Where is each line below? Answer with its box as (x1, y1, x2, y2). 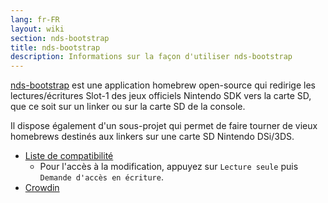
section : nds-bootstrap (10, 33, 110, 43)
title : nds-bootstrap (10, 42, 101, 53)
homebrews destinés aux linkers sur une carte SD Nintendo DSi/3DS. (10, 131, 295, 143)
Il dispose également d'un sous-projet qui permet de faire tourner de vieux (10, 120, 318, 132)
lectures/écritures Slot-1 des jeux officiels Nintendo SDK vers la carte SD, (10, 90, 312, 102)
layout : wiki (10, 24, 65, 34)
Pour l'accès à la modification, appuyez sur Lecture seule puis (39, 161, 299, 173)
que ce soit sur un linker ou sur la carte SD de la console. (10, 101, 246, 113)
